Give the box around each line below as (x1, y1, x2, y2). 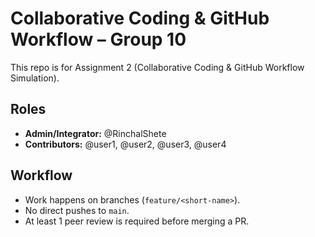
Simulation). (10, 72, 60, 84)
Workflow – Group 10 (10, 28, 187, 51)
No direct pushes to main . (24, 204, 130, 216)
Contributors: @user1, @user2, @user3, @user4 (24, 138, 227, 150)
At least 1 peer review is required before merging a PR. (24, 215, 250, 227)
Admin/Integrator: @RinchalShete (24, 127, 167, 139)
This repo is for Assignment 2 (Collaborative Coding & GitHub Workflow (10, 61, 305, 73)
